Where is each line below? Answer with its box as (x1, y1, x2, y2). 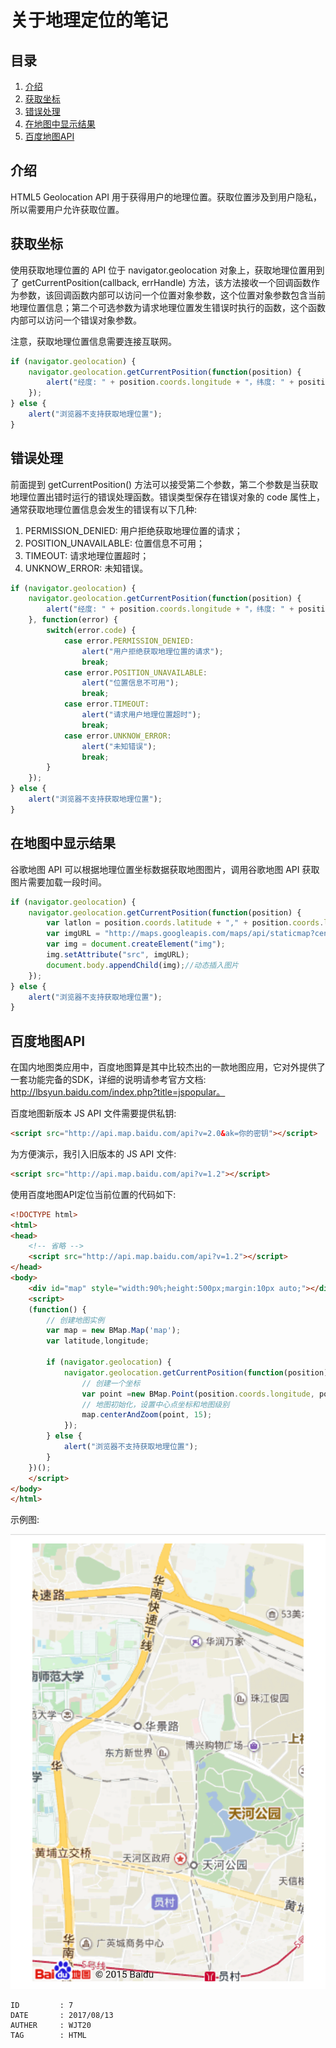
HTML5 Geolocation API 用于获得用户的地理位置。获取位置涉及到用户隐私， (10, 191, 322, 203)
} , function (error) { (28, 615, 118, 625)
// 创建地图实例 (46, 1315, 105, 1325)
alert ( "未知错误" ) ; (81, 741, 157, 751)
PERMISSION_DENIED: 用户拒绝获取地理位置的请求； (24, 524, 243, 536)
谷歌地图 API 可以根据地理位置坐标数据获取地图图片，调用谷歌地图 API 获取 (10, 863, 320, 875)
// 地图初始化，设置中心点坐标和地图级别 (81, 1399, 230, 1410)
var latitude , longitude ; (46, 1336, 150, 1346)
